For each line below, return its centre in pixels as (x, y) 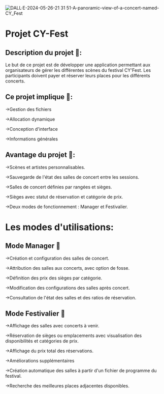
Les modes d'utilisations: (60, 227)
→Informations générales (32, 139)
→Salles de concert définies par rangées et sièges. (59, 187)
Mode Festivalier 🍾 (35, 314)
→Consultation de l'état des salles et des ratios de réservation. (71, 297)
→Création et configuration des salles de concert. (57, 258)
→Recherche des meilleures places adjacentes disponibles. (67, 386)
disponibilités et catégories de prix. (42, 341)
